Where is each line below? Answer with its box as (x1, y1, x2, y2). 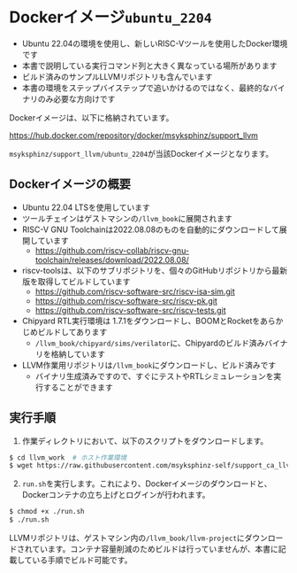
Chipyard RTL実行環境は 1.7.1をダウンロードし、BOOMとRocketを (21, 315, 261, 326)
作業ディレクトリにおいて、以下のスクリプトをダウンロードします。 (21, 435, 269, 446)
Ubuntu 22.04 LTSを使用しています (21, 202, 150, 213)
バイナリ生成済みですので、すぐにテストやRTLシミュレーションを (34, 370, 274, 381)
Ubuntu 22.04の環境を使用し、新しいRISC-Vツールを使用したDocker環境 (21, 38, 288, 49)
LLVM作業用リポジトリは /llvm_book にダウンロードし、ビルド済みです (21, 360, 277, 370)
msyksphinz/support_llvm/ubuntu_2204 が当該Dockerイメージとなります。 (9, 148, 274, 159)
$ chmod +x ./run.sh (9, 507, 86, 516)
